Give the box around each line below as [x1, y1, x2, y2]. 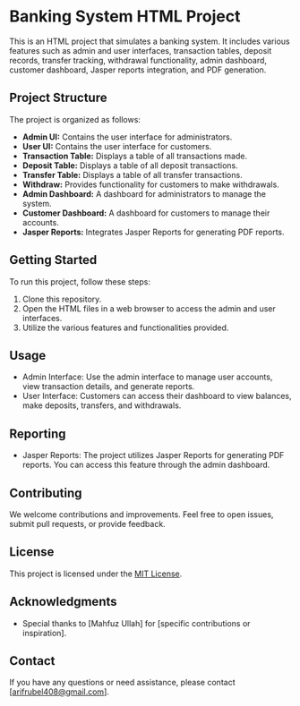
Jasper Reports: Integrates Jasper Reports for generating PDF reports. [21, 226, 285, 237]
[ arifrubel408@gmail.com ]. [9, 686, 110, 697]
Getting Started [9, 252, 98, 268]
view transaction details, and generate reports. [21, 381, 195, 392]
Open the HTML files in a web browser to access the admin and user [21, 302, 276, 314]
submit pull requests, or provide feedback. [9, 519, 166, 529]
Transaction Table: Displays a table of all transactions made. [21, 150, 248, 161]
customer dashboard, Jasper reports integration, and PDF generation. [9, 64, 267, 75]
